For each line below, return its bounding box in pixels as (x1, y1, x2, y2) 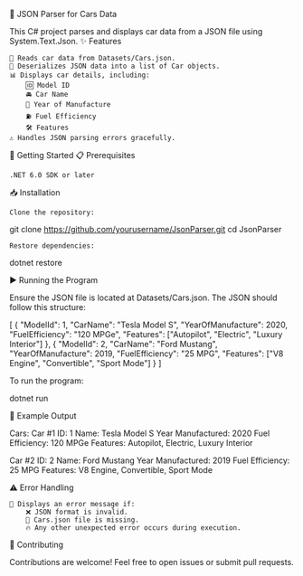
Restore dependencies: (9, 241, 95, 250)
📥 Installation (9, 187, 61, 198)
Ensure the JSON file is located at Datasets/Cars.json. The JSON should (9, 292, 278, 303)
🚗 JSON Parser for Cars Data (9, 9, 118, 19)
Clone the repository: (9, 208, 95, 217)
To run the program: (9, 375, 84, 386)
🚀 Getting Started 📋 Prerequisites (9, 150, 136, 160)
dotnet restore (9, 258, 63, 268)
